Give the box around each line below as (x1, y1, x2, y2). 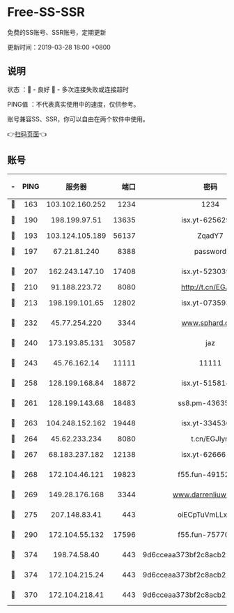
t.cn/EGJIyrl (191, 434, 230, 444)
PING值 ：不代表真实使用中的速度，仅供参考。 (7, 100, 140, 108)
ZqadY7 (197, 231, 224, 241)
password (194, 246, 227, 256)
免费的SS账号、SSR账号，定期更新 (7, 28, 107, 36)
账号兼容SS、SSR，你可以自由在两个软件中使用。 (7, 114, 149, 123)
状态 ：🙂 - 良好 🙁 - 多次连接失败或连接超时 (7, 85, 129, 93)
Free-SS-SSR (7, 4, 85, 20)
